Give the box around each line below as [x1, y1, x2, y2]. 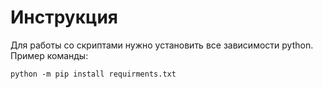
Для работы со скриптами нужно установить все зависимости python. [10, 39, 314, 51]
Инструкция [10, 6, 118, 29]
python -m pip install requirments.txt [10, 69, 177, 79]
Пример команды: [10, 49, 89, 61]
